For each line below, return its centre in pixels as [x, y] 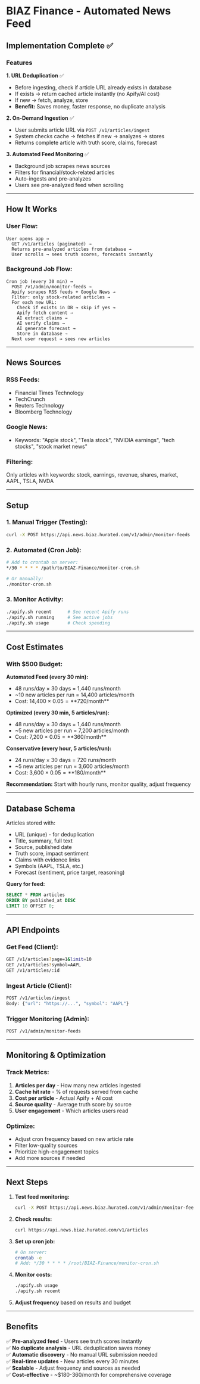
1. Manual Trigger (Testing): [47, 523]
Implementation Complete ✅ [60, 46]
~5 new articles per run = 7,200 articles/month [72, 730]
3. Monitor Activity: [35, 599]
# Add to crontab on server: [42, 562]
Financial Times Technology [49, 393]
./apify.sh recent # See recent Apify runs [68, 612]
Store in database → [42, 334]
